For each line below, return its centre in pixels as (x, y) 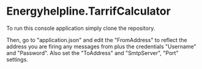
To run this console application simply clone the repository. (81, 28)
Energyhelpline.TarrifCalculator (89, 11)
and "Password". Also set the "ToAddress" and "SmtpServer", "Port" (92, 53)
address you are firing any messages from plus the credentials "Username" (102, 46)
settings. (17, 59)
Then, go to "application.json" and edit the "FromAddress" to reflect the (97, 40)
